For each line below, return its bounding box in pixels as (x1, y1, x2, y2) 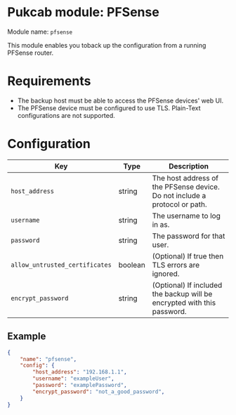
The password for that (152, 231, 225, 241)
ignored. (152, 268, 180, 278)
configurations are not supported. (17, 111, 116, 119)
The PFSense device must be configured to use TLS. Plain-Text (17, 103, 202, 112)
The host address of (152, 173, 219, 183)
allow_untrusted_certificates (11, 261, 112, 269)
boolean (118, 260, 145, 270)
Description (168, 161, 209, 171)
